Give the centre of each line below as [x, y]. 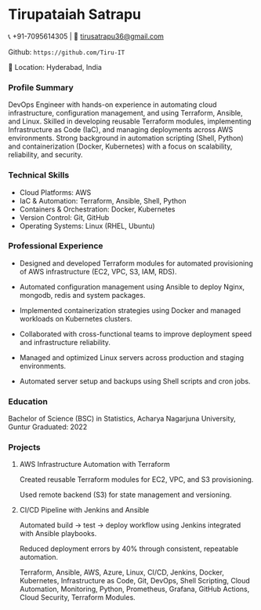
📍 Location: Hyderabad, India [55, 67]
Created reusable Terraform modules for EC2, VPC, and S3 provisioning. [136, 480]
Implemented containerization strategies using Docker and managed [130, 310]
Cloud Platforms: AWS [55, 192]
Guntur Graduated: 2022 [48, 427]
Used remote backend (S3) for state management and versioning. [125, 495]
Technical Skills [39, 175]
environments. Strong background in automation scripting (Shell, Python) [126, 138]
